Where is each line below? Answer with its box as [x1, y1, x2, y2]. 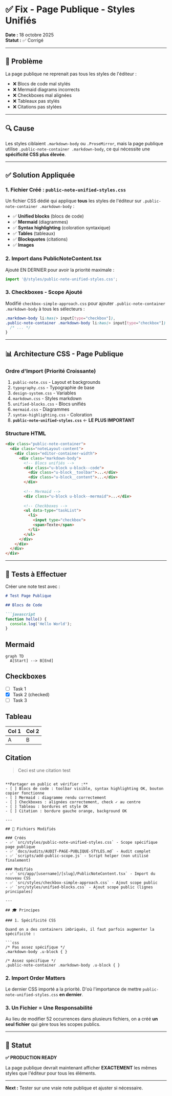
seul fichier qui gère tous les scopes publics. [5, 1021, 101, 1027]
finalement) [5, 858, 31, 863]
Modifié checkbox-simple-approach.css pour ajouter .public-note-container [5, 300, 165, 306]
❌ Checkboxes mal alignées [12, 92, 72, 98]
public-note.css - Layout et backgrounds [12, 379, 101, 385]
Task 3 [12, 697, 27, 704]
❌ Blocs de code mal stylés [12, 80, 71, 86]
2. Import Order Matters [5, 974, 66, 981]
